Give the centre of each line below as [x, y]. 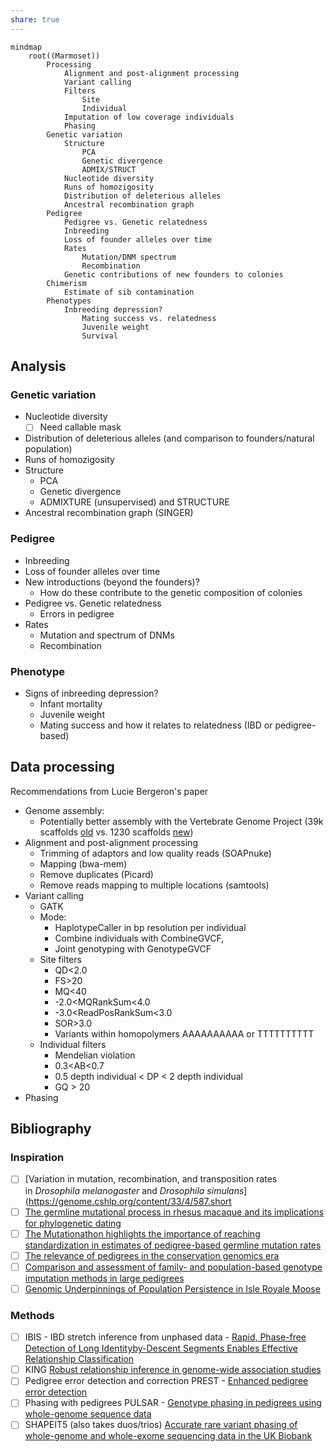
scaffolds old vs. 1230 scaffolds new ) [116, 832]
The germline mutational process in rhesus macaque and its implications [174, 1212]
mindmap [26, 47]
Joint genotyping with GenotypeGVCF [133, 948]
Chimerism [66, 283]
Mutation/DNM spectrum [129, 257]
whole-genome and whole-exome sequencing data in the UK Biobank [168, 1436]
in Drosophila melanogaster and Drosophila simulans [134, 1190]
